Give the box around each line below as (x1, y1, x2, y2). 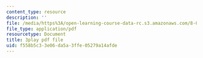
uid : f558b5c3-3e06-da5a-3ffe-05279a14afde (6, 43, 118, 49)
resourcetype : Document (6, 31, 66, 37)
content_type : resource (6, 8, 66, 15)
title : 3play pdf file (6, 37, 63, 43)
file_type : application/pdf (6, 25, 77, 32)
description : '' (6, 14, 47, 21)
